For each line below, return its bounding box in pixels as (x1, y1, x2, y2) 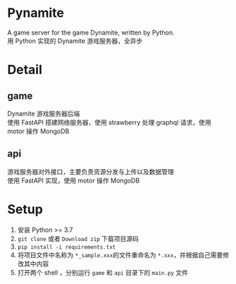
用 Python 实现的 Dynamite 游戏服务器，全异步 (7, 37, 143, 45)
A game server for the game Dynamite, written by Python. (7, 28, 175, 37)
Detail (7, 62, 42, 78)
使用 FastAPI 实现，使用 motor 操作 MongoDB (7, 176, 140, 185)
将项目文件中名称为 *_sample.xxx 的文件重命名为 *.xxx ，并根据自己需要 (17, 250, 223, 259)
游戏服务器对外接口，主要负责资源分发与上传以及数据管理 (7, 167, 174, 175)
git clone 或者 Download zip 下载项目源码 (17, 234, 139, 242)
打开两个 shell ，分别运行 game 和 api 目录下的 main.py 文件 (17, 268, 189, 276)
